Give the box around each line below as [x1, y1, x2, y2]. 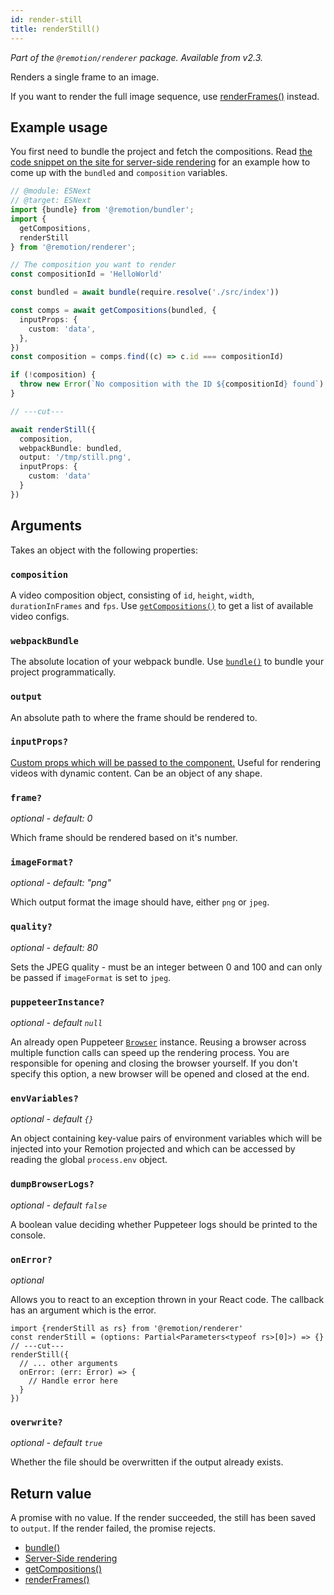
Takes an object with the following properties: [10, 544, 198, 556]
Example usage [10, 119, 108, 136]
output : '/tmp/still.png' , [19, 452, 132, 463]
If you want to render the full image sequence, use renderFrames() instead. [10, 90, 320, 102]
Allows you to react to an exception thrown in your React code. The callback [10, 1293, 325, 1305]
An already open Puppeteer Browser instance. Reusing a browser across [10, 1036, 307, 1048]
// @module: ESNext [10, 186, 92, 196]
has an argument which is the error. [10, 1304, 157, 1316]
